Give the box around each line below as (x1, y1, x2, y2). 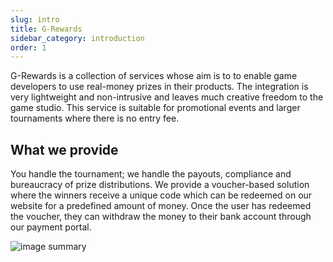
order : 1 (10, 42, 47, 53)
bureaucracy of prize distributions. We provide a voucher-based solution (10, 179, 310, 191)
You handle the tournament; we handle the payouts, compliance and (10, 168, 292, 180)
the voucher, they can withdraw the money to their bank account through (10, 211, 312, 223)
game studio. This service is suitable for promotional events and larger (10, 102, 301, 114)
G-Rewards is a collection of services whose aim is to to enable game (10, 70, 298, 82)
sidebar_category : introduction (10, 33, 145, 43)
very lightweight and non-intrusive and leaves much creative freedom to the (10, 91, 324, 103)
